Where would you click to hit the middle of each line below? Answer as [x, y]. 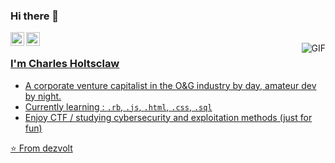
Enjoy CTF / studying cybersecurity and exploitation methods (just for [168, 117]
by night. [43, 96]
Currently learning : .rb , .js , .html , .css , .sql [118, 106]
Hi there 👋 [35, 16]
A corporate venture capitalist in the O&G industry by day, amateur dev [170, 85]
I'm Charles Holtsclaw [65, 64]
